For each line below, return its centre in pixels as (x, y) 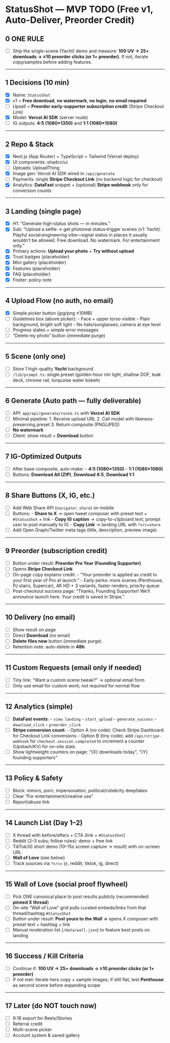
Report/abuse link (31, 802)
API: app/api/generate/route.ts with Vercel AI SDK (66, 413)
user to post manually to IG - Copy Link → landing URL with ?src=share (87, 524)
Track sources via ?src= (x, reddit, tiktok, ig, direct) (66, 863)
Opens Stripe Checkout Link (42, 569)
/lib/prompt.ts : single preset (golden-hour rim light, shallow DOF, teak (87, 374)
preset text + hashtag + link (41, 924)
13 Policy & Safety (34, 778)
